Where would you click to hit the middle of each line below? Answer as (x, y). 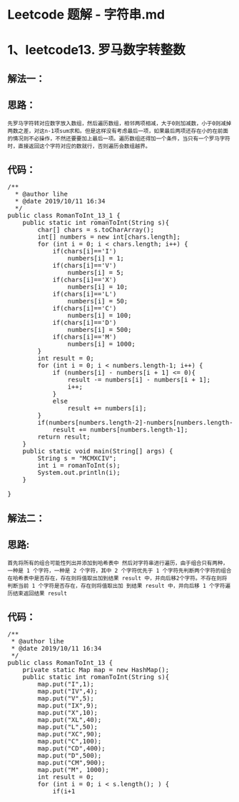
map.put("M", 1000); (73, 770)
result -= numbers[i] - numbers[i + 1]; (139, 380)
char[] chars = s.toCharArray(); (96, 230)
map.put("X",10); (68, 713)
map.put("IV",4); (68, 691)
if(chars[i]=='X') (85, 280)
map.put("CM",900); (71, 763)
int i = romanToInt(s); (79, 466)
